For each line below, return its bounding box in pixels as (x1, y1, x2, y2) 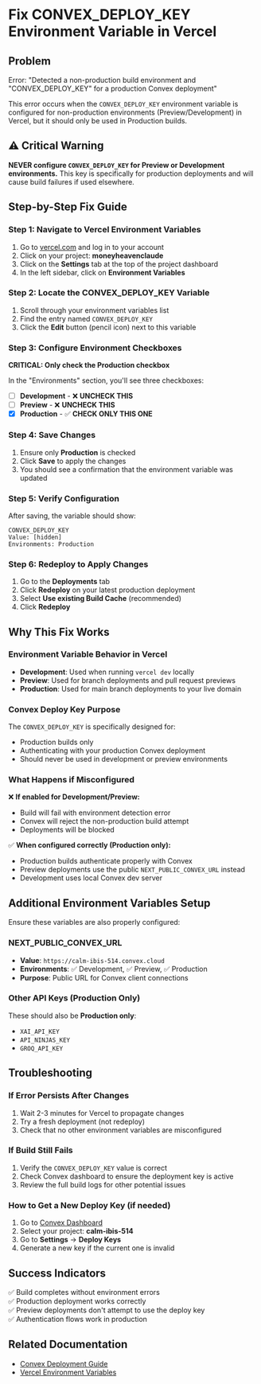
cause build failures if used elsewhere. (8, 177, 135, 186)
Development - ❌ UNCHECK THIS (19, 392, 134, 401)
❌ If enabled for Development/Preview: (8, 792, 141, 801)
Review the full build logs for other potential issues (19, 1179, 186, 1189)
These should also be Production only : (8, 1011, 137, 1020)
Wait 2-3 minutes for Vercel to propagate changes (19, 1108, 185, 1117)
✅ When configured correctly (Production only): (8, 840, 171, 850)
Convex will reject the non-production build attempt (19, 817, 189, 826)
